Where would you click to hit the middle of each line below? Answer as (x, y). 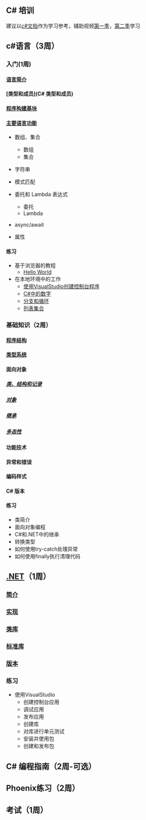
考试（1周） (27, 810)
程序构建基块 (21, 108)
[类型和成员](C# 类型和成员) (40, 94)
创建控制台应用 (41, 702)
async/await (29, 225)
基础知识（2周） (29, 325)
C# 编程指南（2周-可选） (51, 766)
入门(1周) (19, 65)
